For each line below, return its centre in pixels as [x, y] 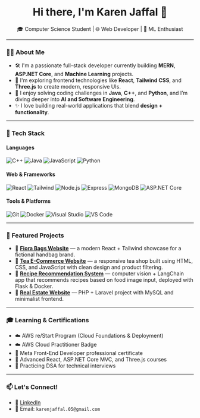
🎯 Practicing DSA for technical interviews [65, 366]
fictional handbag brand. [45, 254]
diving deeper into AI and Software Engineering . [75, 99]
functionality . [32, 112]
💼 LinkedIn [28, 402]
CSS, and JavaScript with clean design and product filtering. [89, 268]
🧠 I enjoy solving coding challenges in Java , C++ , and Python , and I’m [101, 93]
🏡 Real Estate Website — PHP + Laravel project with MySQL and [94, 293]
